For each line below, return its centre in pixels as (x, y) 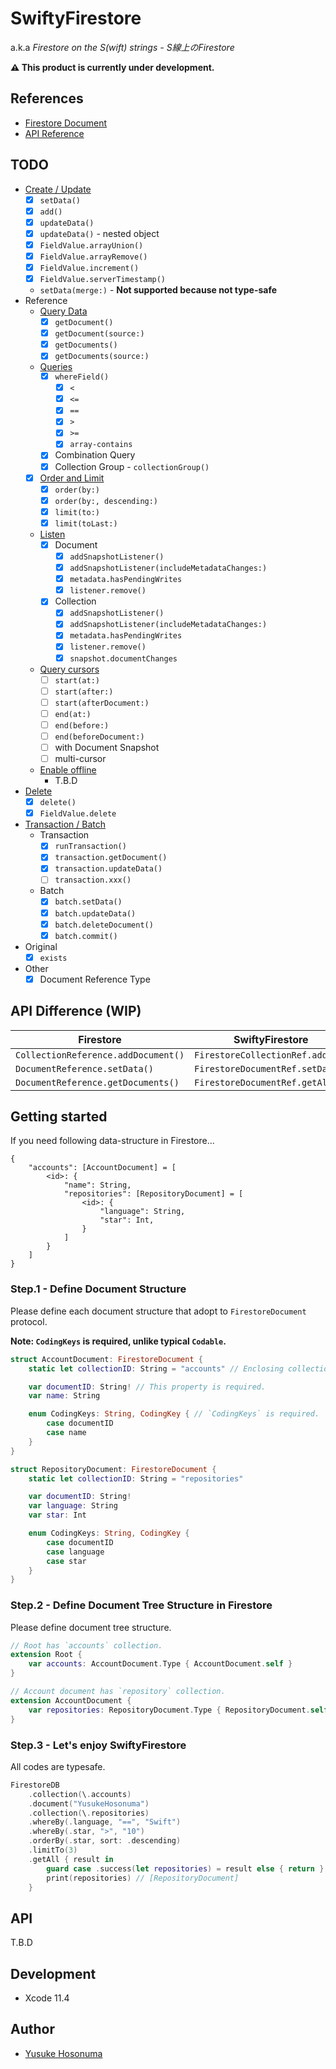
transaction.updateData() (108, 869)
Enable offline (68, 770)
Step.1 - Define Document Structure (98, 1289)
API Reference (54, 133)
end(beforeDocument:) (99, 737)
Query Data (63, 311)
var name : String (64, 1396)
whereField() (82, 377)
